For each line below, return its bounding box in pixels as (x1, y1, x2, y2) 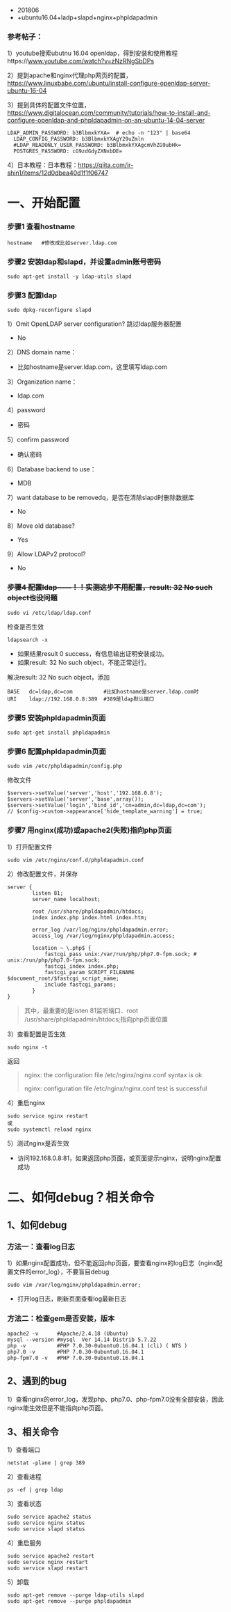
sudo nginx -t (7, 1044, 49, 1051)
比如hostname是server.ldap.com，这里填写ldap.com (17, 363, 168, 371)
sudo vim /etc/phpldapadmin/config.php (7, 762, 123, 770)
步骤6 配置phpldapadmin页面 (7, 746, 106, 756)
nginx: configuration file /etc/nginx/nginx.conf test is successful (24, 1084, 207, 1093)
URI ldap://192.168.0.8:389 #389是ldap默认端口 (7, 696, 155, 703)
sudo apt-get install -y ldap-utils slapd (7, 273, 132, 281)
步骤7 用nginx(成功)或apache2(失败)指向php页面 (7, 825, 172, 835)
